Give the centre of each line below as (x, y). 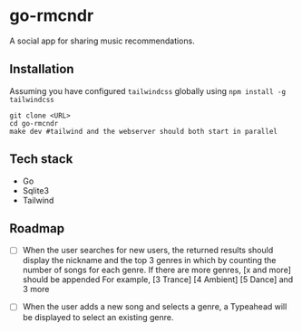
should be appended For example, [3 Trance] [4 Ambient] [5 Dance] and (158, 280)
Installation (42, 69)
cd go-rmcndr (34, 123)
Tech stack (41, 159)
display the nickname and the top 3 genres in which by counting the (149, 261)
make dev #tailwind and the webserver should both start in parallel (144, 131)
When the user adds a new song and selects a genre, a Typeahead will (155, 307)
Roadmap (37, 228)
